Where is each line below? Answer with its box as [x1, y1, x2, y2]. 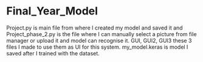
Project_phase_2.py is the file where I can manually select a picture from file [6, 30, 197, 37]
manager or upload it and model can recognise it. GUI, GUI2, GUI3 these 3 [6, 37, 192, 44]
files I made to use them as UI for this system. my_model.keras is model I [6, 43, 188, 51]
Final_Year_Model [6, 4, 98, 18]
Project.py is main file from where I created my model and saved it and [6, 24, 184, 31]
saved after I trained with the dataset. [6, 49, 100, 57]
